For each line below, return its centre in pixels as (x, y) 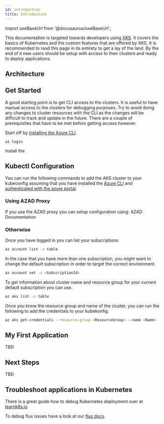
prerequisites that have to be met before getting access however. (71, 123)
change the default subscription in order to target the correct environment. (80, 264)
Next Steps (22, 362)
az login (14, 142)
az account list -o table (31, 249)
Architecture (25, 74)
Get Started (23, 90)
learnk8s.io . (17, 407)
